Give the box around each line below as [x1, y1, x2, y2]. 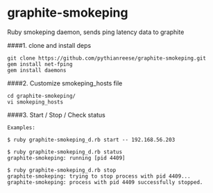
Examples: [7, 124, 36, 131]
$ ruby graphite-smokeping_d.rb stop [7, 167, 117, 174]
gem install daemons [7, 67, 67, 74]
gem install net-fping [7, 60, 73, 67]
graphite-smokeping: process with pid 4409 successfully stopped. [7, 178, 203, 185]
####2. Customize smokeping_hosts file [7, 78, 123, 87]
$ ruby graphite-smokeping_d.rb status [7, 148, 123, 156]
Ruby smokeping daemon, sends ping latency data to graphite [7, 28, 185, 36]
